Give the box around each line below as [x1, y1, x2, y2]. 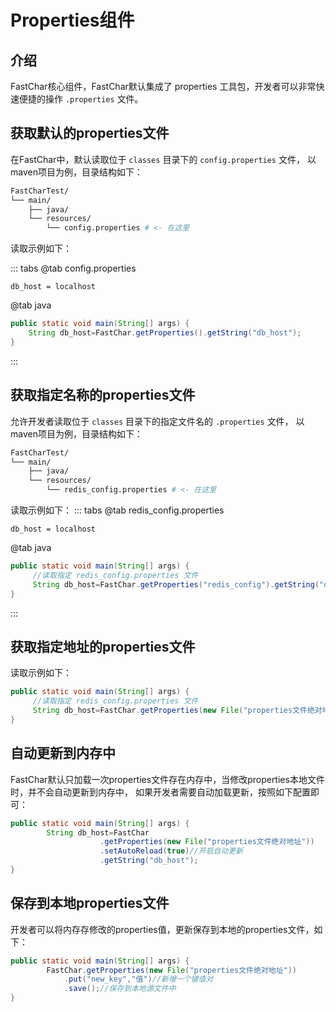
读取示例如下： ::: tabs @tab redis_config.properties [10, 504, 225, 516]
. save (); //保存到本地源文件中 [63, 984, 177, 994]
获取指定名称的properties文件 [10, 387, 196, 404]
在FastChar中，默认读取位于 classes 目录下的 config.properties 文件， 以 [10, 153, 317, 165]
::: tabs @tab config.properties [10, 262, 137, 275]
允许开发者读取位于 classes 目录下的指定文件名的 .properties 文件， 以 [10, 415, 305, 427]
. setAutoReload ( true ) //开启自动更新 [99, 846, 244, 856]
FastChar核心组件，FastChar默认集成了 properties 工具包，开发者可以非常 [10, 81, 317, 92]
